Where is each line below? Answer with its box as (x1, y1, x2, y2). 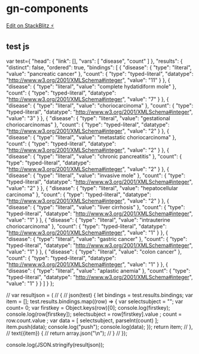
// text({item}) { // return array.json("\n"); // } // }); (6, 329, 127, 337)
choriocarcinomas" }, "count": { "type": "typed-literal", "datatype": (6, 121, 170, 128)
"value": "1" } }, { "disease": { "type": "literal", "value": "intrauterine (6, 216, 170, 223)
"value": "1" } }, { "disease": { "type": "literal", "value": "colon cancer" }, (6, 248, 182, 255)
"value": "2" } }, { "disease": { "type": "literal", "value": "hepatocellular (6, 184, 178, 191)
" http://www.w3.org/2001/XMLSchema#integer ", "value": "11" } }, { (6, 77, 170, 84)
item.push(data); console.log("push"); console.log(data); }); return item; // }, (6, 323, 193, 330)
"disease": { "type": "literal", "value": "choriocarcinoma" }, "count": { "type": (6, 102, 194, 109)
